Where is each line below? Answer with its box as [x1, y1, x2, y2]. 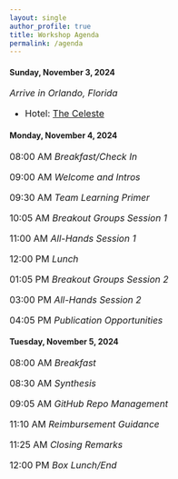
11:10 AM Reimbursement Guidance [9, 417, 161, 430]
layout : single [9, 13, 67, 23]
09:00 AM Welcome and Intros [9, 170, 141, 183]
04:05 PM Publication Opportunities [9, 314, 163, 326]
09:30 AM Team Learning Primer [9, 191, 150, 204]
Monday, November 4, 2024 [9, 130, 118, 141]
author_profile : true [9, 22, 92, 31]
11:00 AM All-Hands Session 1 [9, 232, 136, 244]
